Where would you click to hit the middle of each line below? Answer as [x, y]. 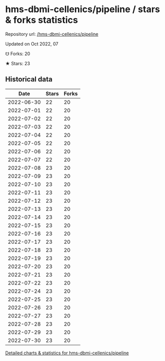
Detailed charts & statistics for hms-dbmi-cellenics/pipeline [67, 353]
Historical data [29, 79]
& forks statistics [42, 20]
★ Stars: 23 [18, 63]
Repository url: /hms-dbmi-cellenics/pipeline [52, 34]
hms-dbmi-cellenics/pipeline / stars [83, 9]
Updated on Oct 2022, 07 [32, 43]
